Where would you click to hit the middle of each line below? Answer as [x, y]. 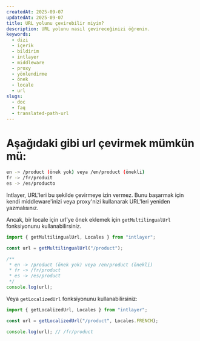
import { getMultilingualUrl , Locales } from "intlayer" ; [81, 237]
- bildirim [25, 51]
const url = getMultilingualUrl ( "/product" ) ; [65, 248]
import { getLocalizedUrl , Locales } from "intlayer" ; [77, 310]
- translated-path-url [40, 113]
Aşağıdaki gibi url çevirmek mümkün [101, 143]
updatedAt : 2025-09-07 [35, 18]
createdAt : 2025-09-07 [35, 12]
